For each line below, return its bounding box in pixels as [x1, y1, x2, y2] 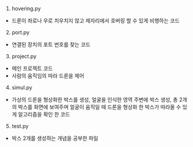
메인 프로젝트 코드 [11, 65, 53, 72]
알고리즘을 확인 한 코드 [18, 111, 71, 118]
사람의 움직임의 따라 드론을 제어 [11, 72, 84, 79]
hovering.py [11, 5, 41, 12]
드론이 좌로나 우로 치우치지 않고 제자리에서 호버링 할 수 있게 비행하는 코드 [11, 17, 180, 24]
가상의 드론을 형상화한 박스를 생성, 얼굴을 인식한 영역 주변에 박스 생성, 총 [11, 96, 178, 103]
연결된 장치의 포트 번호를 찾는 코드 [11, 41, 91, 48]
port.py [11, 29, 30, 36]
